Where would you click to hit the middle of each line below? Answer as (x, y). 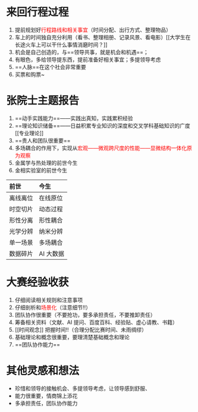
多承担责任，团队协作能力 (46, 403)
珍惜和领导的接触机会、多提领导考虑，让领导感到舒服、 (82, 388)
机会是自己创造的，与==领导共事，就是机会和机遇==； (81, 52)
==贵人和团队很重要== (43, 140)
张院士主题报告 (43, 101)
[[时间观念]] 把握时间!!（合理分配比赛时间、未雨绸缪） (81, 329)
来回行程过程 (38, 12)
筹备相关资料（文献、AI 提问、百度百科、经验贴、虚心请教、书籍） (96, 322)
